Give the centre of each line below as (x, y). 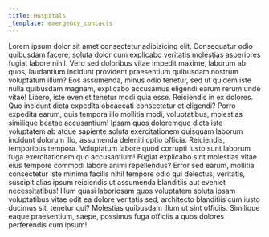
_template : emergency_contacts (61, 23)
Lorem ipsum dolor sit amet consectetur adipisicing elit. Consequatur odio (130, 46)
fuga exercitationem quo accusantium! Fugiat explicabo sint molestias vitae (132, 156)
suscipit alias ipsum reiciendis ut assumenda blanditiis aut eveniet (117, 182)
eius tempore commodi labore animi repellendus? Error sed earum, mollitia (131, 165)
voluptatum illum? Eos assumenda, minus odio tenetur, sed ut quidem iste (130, 80)
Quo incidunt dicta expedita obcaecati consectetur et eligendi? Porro (122, 106)
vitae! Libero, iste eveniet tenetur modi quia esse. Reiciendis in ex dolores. (131, 97)
